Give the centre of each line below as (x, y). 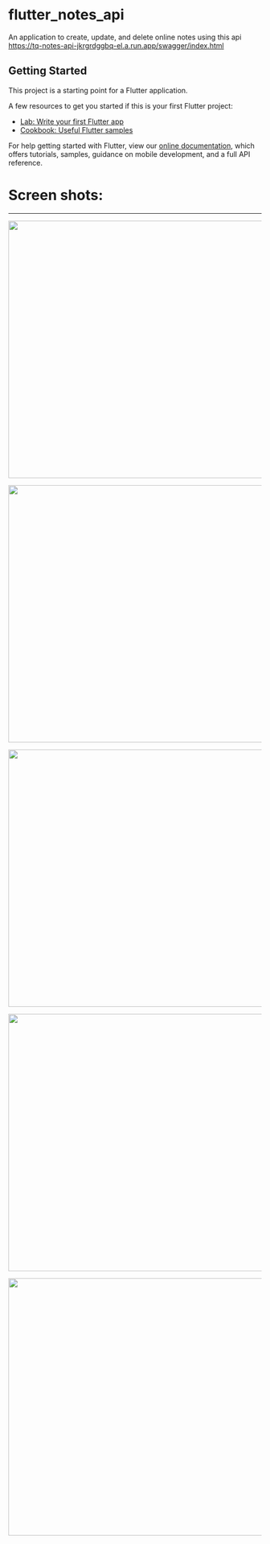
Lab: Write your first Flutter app (72, 121)
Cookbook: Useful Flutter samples (76, 129)
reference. (25, 162)
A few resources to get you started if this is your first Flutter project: (121, 105)
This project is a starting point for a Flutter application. (98, 90)
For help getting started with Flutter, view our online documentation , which (132, 146)
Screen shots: (56, 195)
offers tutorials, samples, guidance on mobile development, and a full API (129, 154)
